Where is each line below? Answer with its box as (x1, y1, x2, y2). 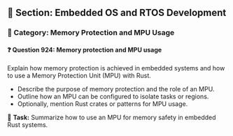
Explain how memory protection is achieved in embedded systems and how (7, 63, 225, 72)
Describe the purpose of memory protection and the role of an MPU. (17, 84, 215, 93)
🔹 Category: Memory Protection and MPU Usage (7, 28, 175, 38)
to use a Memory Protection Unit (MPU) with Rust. (7, 71, 152, 80)
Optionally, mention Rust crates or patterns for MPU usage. (17, 99, 188, 108)
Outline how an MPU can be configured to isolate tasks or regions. (17, 92, 209, 100)
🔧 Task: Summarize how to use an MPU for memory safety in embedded (7, 113, 216, 121)
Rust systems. (7, 120, 48, 129)
